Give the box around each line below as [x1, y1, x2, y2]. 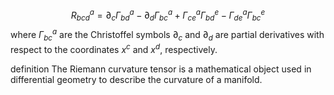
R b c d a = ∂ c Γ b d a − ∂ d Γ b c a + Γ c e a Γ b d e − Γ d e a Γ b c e [70, 8, 266, 23]
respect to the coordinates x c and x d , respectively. [10, 41, 218, 55]
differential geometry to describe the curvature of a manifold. [10, 73, 263, 85]
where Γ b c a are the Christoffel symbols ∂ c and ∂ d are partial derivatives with [10, 27, 325, 43]
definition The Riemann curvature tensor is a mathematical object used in [10, 63, 312, 75]
